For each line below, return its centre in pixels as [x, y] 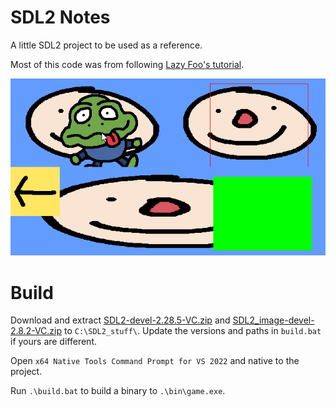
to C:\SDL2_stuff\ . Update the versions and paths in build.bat [192, 331]
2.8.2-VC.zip [36, 331]
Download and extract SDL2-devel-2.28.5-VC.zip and [120, 320]
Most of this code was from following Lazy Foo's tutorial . [127, 64]
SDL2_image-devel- [273, 320]
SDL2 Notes [60, 17]
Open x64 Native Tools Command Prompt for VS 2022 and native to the [155, 361]
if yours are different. [53, 342]
